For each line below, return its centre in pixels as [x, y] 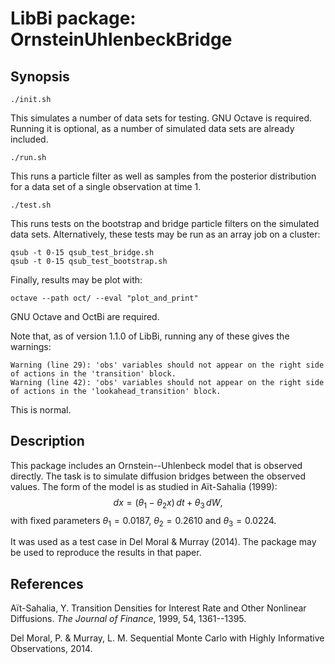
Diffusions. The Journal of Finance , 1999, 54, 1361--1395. [128, 619]
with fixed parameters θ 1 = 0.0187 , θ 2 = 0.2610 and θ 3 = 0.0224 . [143, 521]
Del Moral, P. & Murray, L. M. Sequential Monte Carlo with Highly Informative [167, 638]
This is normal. [41, 410]
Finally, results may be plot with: [76, 280]
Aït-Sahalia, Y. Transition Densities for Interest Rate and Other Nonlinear [158, 608]
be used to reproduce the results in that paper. [106, 553]
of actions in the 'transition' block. [93, 374]
